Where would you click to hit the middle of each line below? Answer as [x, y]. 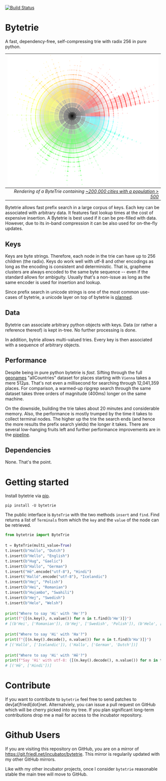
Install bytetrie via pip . [28, 496]
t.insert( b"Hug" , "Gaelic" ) [34, 561]
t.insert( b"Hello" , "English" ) [37, 556]
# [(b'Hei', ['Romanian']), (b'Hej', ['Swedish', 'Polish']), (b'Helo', [82, 624]
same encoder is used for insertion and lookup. [53, 282]
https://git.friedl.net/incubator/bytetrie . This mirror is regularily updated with [83, 754]
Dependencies [28, 450]
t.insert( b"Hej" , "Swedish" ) [35, 598]
